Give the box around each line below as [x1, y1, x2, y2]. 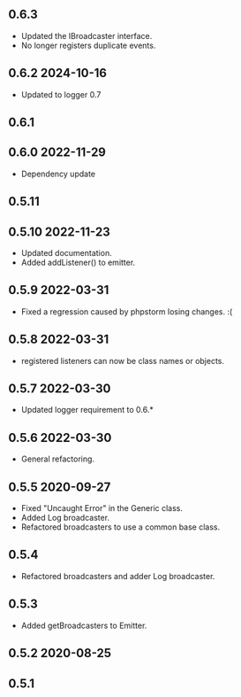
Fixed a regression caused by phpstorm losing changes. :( [20, 306, 233, 317]
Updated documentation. [20, 248, 112, 259]
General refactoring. [20, 453, 94, 464]
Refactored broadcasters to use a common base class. [20, 522, 221, 532]
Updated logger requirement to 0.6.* [20, 405, 154, 415]
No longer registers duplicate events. [20, 40, 156, 50]
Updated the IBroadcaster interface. [20, 30, 153, 41]
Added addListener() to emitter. [20, 257, 136, 268]
